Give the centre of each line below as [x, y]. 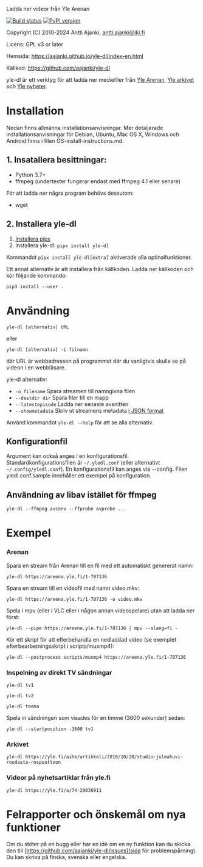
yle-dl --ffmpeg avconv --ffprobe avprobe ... [66, 509]
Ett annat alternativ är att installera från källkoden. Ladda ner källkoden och [100, 269]
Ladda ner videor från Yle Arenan [48, 9]
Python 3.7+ [30, 175]
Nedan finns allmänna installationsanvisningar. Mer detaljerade [85, 128]
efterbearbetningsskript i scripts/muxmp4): [60, 646]
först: [13, 617]
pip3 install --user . [35, 286]
